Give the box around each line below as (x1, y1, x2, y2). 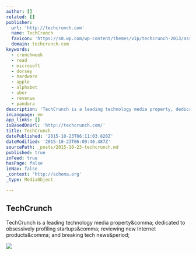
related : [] (6, 14, 35, 20)
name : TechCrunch (11, 30, 54, 36)
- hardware (11, 74, 38, 79)
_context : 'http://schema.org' (6, 172, 82, 177)
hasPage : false (6, 160, 43, 166)
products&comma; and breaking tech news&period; (6, 231, 130, 238)
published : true (6, 149, 45, 155)
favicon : (11, 36, 33, 41)
